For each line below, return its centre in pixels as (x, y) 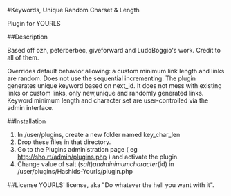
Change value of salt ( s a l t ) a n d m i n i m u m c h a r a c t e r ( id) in (95, 164)
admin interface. (30, 108)
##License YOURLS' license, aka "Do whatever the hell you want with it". (111, 185)
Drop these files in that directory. (64, 142)
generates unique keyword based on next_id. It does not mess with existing (115, 86)
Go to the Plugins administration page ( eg (77, 149)
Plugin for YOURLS (34, 23)
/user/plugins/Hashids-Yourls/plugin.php (75, 171)
